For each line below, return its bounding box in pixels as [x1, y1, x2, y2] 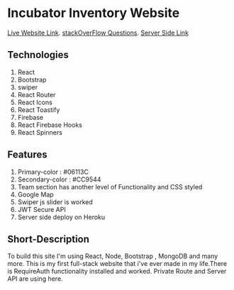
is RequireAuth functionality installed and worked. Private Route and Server [7, 267, 227, 276]
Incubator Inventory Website [7, 5, 180, 21]
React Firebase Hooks [17, 121, 83, 129]
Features [7, 149, 48, 161]
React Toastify [17, 105, 60, 114]
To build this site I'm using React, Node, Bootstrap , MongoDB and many [7, 252, 218, 260]
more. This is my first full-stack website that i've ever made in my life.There [7, 260, 228, 268]
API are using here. [7, 274, 63, 283]
